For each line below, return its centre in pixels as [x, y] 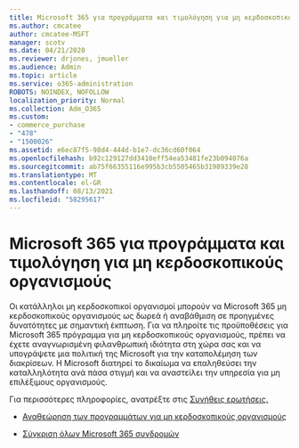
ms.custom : [29, 117]
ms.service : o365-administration [71, 84]
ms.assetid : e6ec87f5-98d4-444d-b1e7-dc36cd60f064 [105, 150]
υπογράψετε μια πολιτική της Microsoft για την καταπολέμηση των [133, 354]
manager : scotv [37, 42]
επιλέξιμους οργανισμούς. [59, 382]
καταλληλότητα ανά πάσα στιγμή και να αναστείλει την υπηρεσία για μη [145, 372]
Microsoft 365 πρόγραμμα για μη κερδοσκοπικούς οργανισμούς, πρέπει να [148, 334]
